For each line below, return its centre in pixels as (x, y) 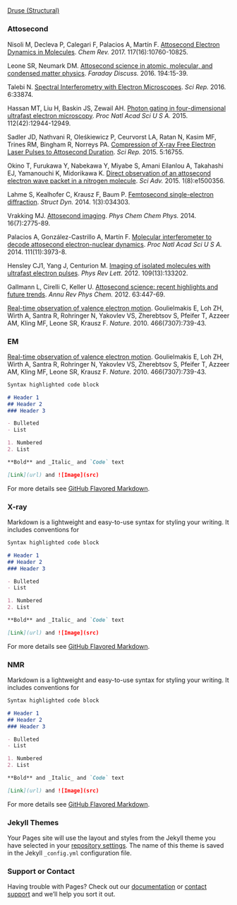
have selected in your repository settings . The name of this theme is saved (116, 846)
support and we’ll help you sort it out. (61, 894)
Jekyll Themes (33, 822)
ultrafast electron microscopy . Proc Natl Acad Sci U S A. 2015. (98, 115)
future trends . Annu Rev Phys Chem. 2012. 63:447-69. (86, 294)
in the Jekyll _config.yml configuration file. (69, 853)
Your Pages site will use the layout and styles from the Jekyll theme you (112, 838)
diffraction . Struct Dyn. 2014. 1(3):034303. (69, 202)
